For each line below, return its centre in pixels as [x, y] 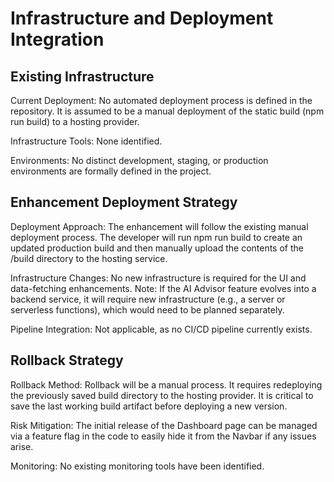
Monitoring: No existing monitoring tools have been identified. [137, 466]
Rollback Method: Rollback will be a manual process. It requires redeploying [166, 384]
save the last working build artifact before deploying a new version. [149, 406]
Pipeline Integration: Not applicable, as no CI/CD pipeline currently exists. [161, 329]
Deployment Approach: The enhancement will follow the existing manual [159, 226]
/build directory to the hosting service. [89, 258]
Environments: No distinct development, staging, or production [139, 160]
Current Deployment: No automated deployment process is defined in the [161, 100]
